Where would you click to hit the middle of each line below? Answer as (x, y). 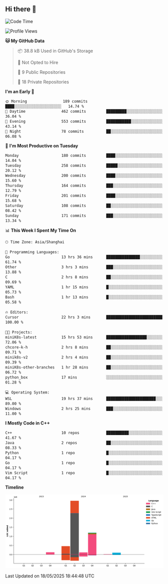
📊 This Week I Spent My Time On (41, 230)
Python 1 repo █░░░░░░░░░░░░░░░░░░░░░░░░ (84, 453)
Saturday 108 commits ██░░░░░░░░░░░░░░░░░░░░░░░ (84, 206)
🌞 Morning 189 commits (46, 101)
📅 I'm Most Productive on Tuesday (42, 145)
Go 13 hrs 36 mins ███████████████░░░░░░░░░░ (84, 257)
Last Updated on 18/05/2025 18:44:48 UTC (50, 576)
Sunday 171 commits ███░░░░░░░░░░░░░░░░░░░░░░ (84, 216)
